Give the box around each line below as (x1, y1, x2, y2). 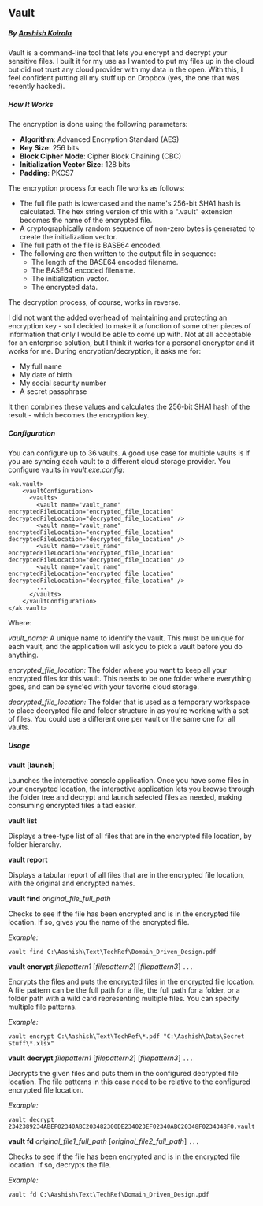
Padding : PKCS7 (19, 169, 74, 178)
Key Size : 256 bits (19, 143, 80, 153)
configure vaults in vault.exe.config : (8, 465, 124, 475)
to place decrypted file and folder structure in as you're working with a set (8, 706, 250, 715)
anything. (8, 650, 39, 660)
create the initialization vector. (19, 232, 118, 242)
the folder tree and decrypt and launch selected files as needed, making (8, 792, 243, 802)
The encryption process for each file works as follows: (8, 184, 185, 193)
